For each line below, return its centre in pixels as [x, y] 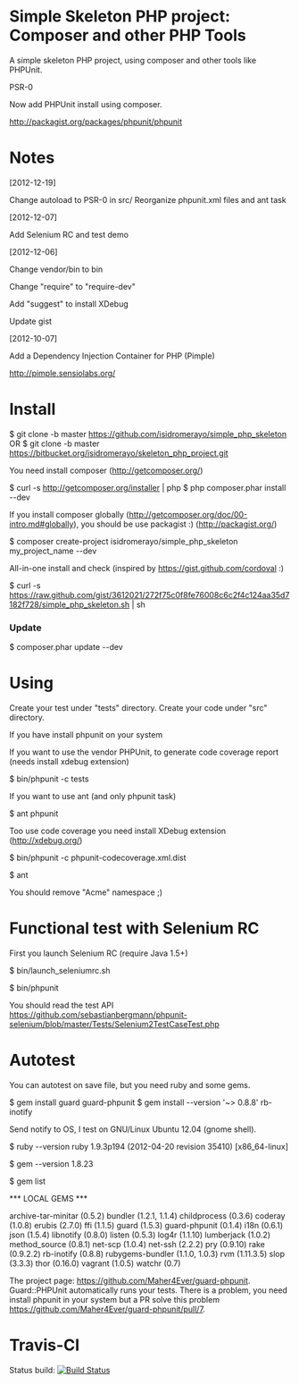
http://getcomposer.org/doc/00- [188, 514]
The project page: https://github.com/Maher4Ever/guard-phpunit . [130, 1280]
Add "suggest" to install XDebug [69, 304]
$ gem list [28, 1181]
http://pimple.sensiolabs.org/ [62, 373]
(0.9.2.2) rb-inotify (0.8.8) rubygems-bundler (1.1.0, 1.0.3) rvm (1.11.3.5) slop [147, 1253]
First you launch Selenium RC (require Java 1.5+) [99, 953]
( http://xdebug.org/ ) [46, 840]
